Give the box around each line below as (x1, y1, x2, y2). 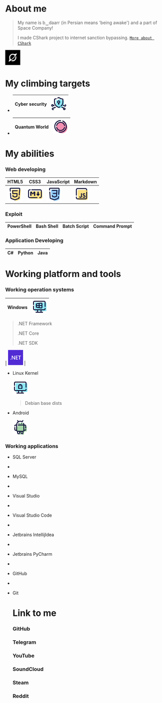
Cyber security (14, 101, 47, 107)
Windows (7, 304, 27, 311)
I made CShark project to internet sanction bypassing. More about (17, 35, 152, 41)
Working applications (5, 442, 58, 449)
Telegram (12, 639, 36, 646)
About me (5, 3, 47, 15)
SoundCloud (12, 665, 44, 672)
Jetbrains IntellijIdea (12, 532, 54, 538)
